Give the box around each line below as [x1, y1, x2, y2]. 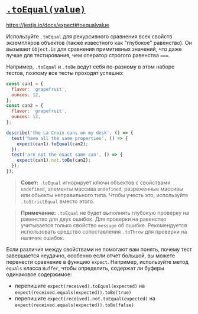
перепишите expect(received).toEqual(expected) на [14, 282, 145, 289]
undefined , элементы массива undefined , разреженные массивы [20, 185, 183, 192]
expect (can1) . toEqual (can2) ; [17, 140, 89, 147]
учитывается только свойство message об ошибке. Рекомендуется [20, 221, 187, 228]
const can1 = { [6, 81, 44, 87]
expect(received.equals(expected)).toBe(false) [14, 302, 134, 308]
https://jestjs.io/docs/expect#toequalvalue [6, 21, 109, 28]
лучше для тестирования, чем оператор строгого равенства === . [6, 51, 170, 58]
